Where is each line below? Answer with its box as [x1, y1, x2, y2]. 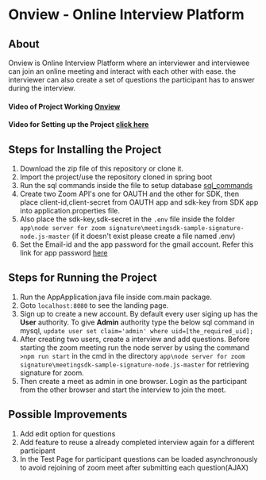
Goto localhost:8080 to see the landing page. [19, 300, 169, 310]
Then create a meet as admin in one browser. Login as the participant [19, 376, 248, 386]
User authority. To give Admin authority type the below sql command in [19, 317, 255, 327]
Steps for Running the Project [8, 271, 157, 285]
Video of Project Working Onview [8, 102, 121, 111]
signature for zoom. [19, 367, 85, 378]
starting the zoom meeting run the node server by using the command [19, 343, 250, 352]
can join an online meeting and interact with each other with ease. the [8, 67, 237, 76]
